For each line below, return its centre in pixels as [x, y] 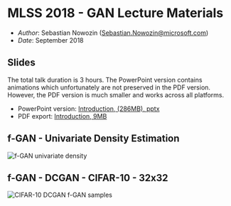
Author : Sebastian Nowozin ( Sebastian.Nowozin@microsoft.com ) [113, 33]
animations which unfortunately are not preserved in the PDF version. [109, 87]
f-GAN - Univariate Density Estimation [93, 139]
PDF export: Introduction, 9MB [62, 116]
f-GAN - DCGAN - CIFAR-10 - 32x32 [88, 178]
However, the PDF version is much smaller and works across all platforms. [116, 94]
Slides [21, 63]
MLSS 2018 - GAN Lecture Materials [116, 13]
